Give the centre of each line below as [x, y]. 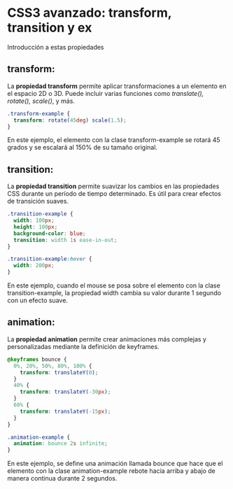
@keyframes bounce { [37, 359]
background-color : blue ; [50, 233]
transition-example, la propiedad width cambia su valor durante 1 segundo [114, 293]
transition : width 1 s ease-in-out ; [65, 240]
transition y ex [50, 28]
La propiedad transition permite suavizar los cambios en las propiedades [113, 186]
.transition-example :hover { [50, 259]
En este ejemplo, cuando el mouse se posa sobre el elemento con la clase [114, 285]
